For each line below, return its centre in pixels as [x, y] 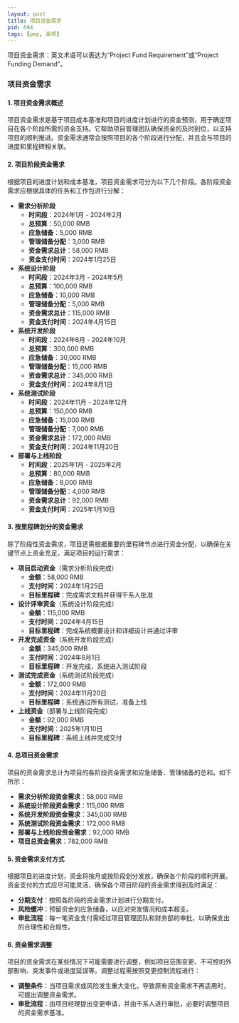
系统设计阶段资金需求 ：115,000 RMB [71, 805]
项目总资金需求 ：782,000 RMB [63, 841]
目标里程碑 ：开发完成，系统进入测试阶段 [87, 666]
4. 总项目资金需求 [33, 755]
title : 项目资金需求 [34, 21]
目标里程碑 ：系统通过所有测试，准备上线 [87, 702]
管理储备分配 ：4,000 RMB [67, 491]
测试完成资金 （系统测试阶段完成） [68, 675]
